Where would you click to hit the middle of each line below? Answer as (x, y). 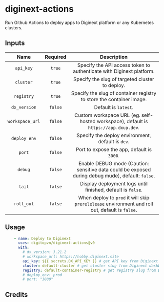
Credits (17, 294)
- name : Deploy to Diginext (42, 238)
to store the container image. (114, 99)
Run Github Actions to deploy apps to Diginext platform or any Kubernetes (80, 22)
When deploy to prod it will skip (114, 197)
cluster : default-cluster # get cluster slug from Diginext (85, 266)
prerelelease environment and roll (114, 204)
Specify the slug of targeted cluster (114, 79)
